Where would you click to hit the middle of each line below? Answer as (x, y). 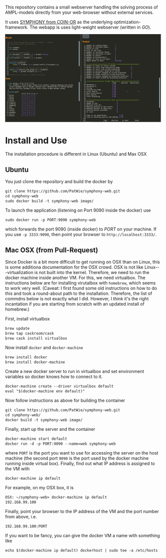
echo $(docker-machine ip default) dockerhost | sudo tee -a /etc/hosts (82, 551)
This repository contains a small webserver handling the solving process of (82, 7)
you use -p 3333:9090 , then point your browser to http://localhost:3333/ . (81, 234)
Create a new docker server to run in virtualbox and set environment (75, 372)
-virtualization (19, 273)
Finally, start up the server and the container (50, 429)
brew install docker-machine (35, 362)
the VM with (17, 469)
